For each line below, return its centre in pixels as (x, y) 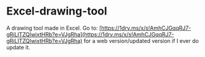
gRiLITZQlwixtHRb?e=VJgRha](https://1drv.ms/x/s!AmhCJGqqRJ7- (90, 34)
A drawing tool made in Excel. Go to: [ (54, 28)
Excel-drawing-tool (57, 11)
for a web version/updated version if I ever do (141, 41)
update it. (18, 47)
